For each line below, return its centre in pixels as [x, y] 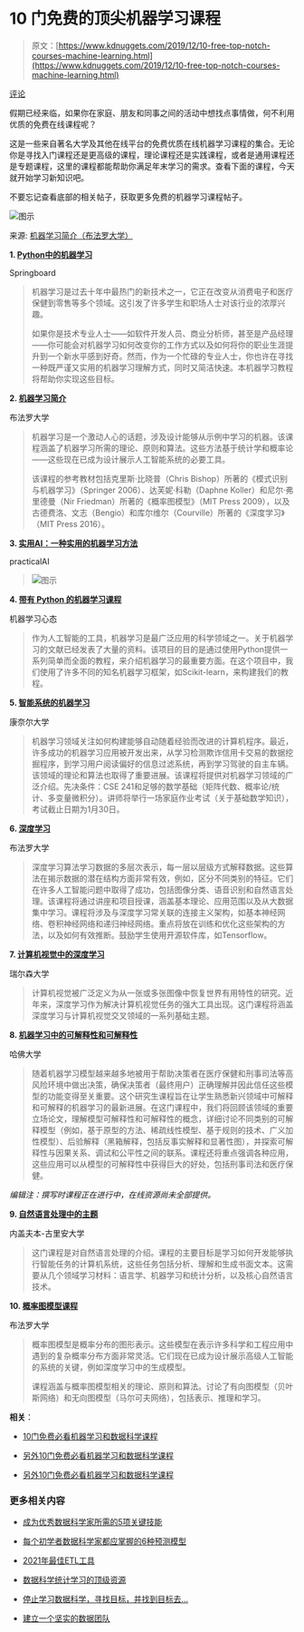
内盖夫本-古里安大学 [47, 1233]
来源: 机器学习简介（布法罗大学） [71, 235]
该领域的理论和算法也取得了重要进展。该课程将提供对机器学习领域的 [158, 775]
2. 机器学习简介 [38, 398]
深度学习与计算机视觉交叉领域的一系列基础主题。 [123, 1015]
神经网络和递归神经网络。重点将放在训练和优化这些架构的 [170, 923]
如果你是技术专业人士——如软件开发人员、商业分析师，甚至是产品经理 [162, 333]
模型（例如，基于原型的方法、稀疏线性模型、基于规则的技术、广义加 [166, 1129]
